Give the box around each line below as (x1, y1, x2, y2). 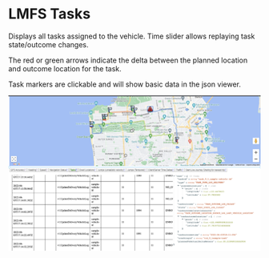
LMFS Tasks (8, 5, 90, 23)
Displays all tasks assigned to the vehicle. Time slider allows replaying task (8, 31, 255, 41)
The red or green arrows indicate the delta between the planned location (8, 55, 248, 65)
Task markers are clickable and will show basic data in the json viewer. (8, 79, 242, 89)
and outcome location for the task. (8, 63, 122, 73)
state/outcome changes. (8, 39, 90, 49)
